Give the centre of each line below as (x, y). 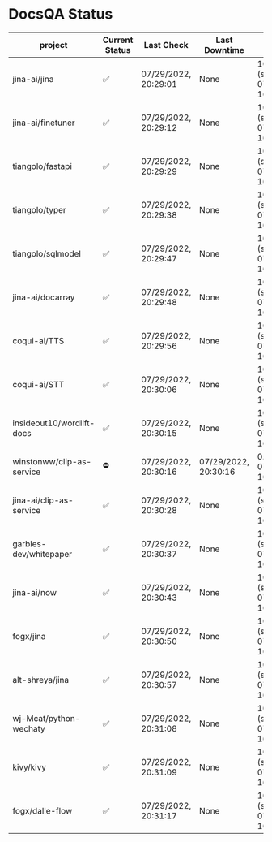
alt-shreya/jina (41, 680)
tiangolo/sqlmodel (47, 253)
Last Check (166, 45)
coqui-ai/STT (38, 384)
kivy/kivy (30, 766)
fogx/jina (29, 636)
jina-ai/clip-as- (43, 500)
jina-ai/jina (33, 79)
